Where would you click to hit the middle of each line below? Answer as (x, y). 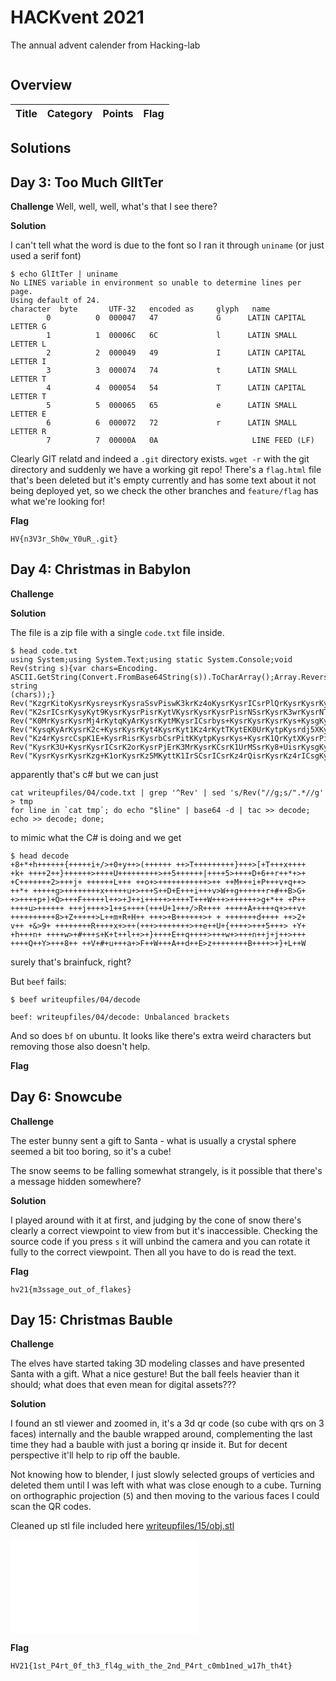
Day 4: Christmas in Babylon (101, 569)
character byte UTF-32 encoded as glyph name (140, 309)
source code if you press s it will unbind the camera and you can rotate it (160, 1241)
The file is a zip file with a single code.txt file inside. (117, 632)
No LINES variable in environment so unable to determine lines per (156, 282)
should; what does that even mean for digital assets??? (123, 1385)
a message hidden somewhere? (76, 1181)
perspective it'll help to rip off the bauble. (95, 1455)
